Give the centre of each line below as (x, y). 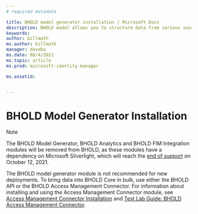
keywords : (18, 33)
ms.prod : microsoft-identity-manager (52, 66)
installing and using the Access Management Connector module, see (90, 192)
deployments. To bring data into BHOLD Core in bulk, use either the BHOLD (98, 180)
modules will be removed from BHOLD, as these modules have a (84, 150)
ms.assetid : (21, 76)
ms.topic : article (29, 60)
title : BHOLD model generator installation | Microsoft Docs (83, 22)
